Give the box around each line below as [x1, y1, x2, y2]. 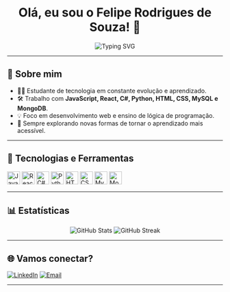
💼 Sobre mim [7, 69, 63, 80]
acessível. [16, 126, 46, 134]
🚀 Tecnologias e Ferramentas [7, 153, 134, 165]
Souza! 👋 [89, 19, 141, 35]
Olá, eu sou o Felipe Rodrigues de [18, 5, 212, 21]
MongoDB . [16, 104, 48, 112]
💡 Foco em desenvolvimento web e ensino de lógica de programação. [16, 111, 214, 119]
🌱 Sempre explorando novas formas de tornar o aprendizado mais [16, 119, 203, 127]
